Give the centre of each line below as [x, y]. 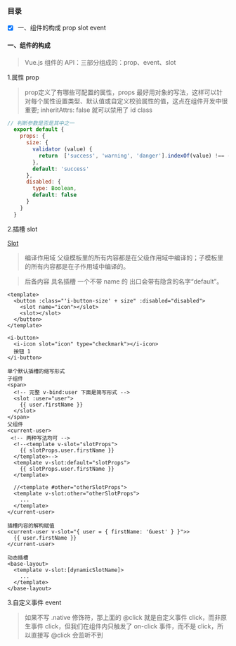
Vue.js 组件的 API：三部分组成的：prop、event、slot [100, 62]
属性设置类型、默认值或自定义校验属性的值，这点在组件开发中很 [136, 101]
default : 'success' [61, 169]
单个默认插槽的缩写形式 [36, 371]
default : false [55, 195]
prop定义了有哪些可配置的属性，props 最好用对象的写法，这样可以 [120, 92]
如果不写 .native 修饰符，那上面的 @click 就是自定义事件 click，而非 [123, 617]
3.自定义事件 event [34, 602]
